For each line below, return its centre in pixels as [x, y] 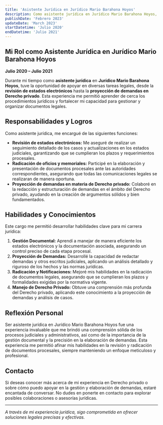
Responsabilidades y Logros [49, 122]
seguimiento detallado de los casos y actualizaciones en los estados [81, 148]
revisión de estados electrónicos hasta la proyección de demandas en [77, 91]
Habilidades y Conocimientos [50, 215]
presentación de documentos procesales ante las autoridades [74, 169]
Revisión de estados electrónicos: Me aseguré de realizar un [74, 143]
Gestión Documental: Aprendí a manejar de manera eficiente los [77, 241]
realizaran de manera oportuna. [43, 179]
